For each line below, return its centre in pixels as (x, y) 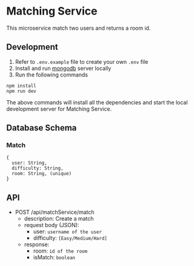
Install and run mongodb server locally (63, 68)
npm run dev (21, 91)
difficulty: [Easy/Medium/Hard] (70, 238)
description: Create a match (59, 219)
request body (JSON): (52, 225)
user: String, (29, 163)
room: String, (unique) (42, 174)
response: (37, 245)
